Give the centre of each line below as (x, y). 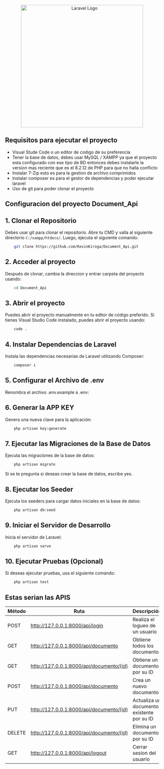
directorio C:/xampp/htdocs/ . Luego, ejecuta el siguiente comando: (72, 238)
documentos (147, 652)
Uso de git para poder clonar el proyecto (53, 188)
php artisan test (31, 582)
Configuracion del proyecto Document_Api (72, 204)
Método (17, 611)
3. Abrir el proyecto (35, 303)
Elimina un (144, 727)
